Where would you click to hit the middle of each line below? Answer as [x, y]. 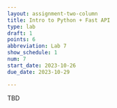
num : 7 [17, 59]
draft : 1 [20, 33]
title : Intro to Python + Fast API [59, 20]
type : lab [22, 26]
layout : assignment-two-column [53, 14]
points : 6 [22, 40]
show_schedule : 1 [32, 53]
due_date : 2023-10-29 [39, 72]
